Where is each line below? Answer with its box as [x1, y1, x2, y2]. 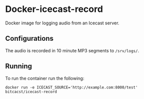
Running [5, 62, 33, 71]
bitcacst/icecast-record [5, 89, 57, 94]
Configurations [5, 34, 54, 43]
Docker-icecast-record [5, 3, 103, 15]
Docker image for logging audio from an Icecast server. [5, 20, 119, 26]
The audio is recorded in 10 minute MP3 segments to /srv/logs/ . [5, 47, 139, 53]
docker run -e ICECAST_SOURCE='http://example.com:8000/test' [5, 85, 138, 90]
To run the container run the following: [5, 75, 84, 81]
